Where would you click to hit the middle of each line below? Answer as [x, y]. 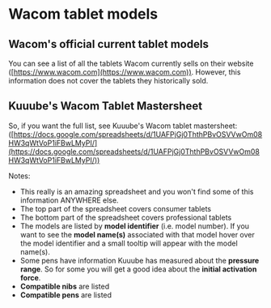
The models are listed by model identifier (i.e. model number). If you [134, 226]
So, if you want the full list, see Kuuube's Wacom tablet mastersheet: [123, 126]
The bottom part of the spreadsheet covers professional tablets [126, 217]
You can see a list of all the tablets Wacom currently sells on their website [131, 63]
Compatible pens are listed [66, 295]
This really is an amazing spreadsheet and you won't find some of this [137, 191]
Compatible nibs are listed [65, 286]
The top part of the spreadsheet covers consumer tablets [116, 208]
